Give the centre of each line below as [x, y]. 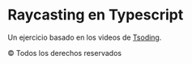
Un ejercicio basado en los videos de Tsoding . [85, 37]
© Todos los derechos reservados [65, 53]
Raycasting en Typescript [96, 15]
